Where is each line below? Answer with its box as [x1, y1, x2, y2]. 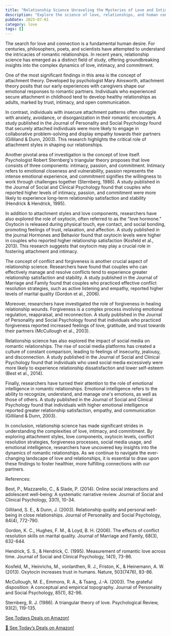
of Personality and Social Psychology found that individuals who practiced [5, 317, 161, 323]
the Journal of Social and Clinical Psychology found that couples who [5, 184, 151, 191]
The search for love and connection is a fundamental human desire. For [5, 40, 155, 46]
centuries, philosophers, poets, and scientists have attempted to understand [5, 46, 165, 52]
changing [5, 455, 25, 461]
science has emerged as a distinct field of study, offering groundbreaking [5, 57, 159, 63]
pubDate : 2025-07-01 [5, 17, 49, 22]
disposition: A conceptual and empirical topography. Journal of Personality [5, 584, 162, 591]
